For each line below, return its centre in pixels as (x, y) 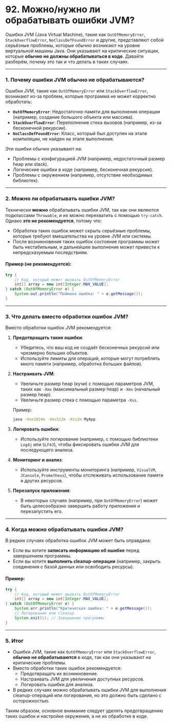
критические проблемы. (39, 663)
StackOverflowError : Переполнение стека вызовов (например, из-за (87, 123)
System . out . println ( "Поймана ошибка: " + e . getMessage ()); (79, 294)
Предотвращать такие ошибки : (48, 338)
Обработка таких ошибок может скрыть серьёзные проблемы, (82, 230)
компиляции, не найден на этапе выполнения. (63, 139)
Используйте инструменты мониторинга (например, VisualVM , (88, 470)
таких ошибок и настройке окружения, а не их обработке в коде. (77, 716)
